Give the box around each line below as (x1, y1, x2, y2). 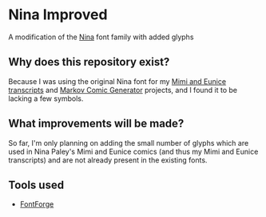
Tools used (8, 178, 65, 191)
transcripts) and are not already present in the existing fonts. (8, 155, 208, 165)
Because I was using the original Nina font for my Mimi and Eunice (8, 76, 226, 86)
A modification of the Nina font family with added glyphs (8, 32, 194, 42)
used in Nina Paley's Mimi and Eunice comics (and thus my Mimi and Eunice (8, 147, 259, 156)
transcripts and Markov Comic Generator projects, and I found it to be (8, 85, 238, 94)
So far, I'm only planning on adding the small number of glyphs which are (8, 138, 249, 147)
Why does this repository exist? (8, 55, 170, 69)
